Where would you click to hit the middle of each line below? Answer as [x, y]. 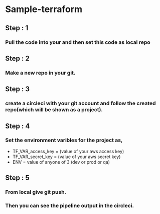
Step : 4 [18, 126]
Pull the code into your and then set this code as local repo [78, 42]
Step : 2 [18, 58]
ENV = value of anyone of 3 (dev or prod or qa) [61, 162]
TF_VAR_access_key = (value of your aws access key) [68, 151]
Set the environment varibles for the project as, [64, 140]
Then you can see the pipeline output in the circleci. [70, 206]
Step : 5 [18, 178]
